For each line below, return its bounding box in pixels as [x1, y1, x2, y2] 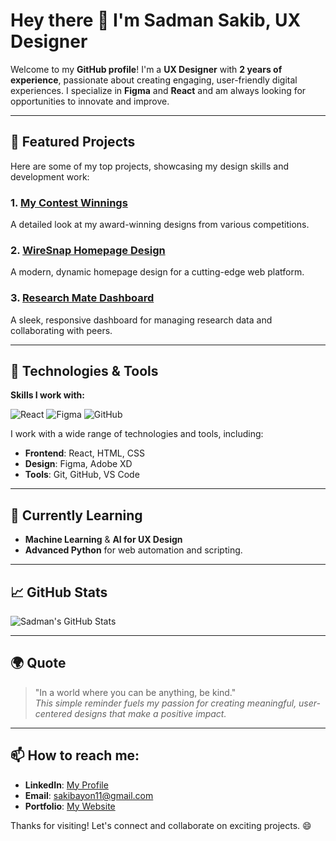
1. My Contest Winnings [10, 195, 128, 209]
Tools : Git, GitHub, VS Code [24, 469, 140, 481]
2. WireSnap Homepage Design [10, 243, 166, 257]
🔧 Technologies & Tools [10, 363, 159, 380]
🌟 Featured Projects [10, 134, 136, 151]
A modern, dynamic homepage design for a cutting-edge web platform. [10, 266, 305, 278]
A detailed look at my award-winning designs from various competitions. [10, 219, 310, 231]
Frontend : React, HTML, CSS [24, 447, 145, 459]
